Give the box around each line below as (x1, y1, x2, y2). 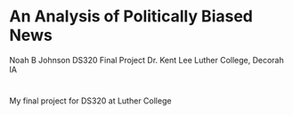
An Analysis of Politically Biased (9, 6, 254, 27)
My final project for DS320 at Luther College (9, 95, 172, 106)
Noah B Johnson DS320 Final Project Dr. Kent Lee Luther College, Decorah (9, 54, 285, 65)
